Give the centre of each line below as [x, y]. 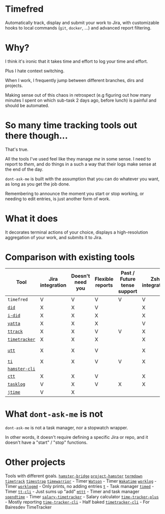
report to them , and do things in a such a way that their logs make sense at [81, 164]
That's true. [17, 149]
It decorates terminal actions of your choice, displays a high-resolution [77, 232]
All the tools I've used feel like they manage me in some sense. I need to [78, 159]
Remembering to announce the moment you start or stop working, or [75, 193]
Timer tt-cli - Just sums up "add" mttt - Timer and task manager [72, 491]
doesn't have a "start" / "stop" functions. [46, 442]
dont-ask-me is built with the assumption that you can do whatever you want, [82, 179]
